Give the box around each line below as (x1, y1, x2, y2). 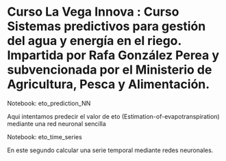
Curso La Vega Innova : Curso (7, 4, 179, 20)
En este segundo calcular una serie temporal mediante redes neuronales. (7, 146, 214, 154)
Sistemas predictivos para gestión (7, 18, 206, 34)
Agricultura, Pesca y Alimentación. (7, 76, 210, 92)
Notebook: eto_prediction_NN (7, 99, 91, 107)
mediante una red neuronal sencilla (7, 119, 106, 128)
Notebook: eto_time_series (7, 132, 82, 141)
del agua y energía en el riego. (7, 33, 181, 48)
